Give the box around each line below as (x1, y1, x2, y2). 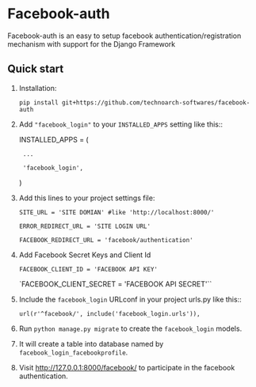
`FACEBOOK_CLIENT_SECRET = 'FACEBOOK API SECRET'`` (18, 279, 212, 289)
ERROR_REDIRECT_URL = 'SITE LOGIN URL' (18, 222, 151, 230)
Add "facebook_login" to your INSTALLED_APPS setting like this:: (18, 120, 224, 129)
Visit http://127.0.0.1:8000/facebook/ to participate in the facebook (18, 362, 235, 372)
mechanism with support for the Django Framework (7, 39, 176, 48)
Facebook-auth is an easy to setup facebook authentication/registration (7, 31, 242, 40)
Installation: (18, 83, 57, 93)
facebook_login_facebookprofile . (18, 347, 128, 357)
